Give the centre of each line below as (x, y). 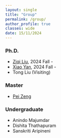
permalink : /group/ (26, 19)
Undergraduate (24, 109)
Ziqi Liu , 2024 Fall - (33, 62)
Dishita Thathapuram (34, 125)
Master (14, 85)
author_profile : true (28, 24)
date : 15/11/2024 (23, 33)
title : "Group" (21, 15)
